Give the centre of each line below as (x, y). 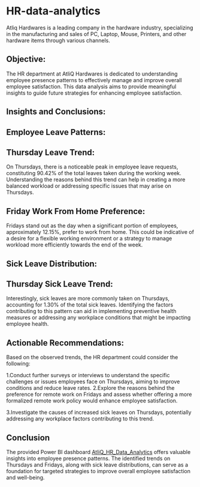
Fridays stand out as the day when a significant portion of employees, (92, 226)
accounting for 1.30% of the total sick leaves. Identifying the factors (90, 305)
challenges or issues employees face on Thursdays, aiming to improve (93, 381)
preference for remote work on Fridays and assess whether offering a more (99, 395)
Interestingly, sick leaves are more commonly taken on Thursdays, (88, 299)
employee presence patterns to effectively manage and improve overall (94, 80)
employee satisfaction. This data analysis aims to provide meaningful (91, 86)
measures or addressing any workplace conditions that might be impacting (99, 318)
